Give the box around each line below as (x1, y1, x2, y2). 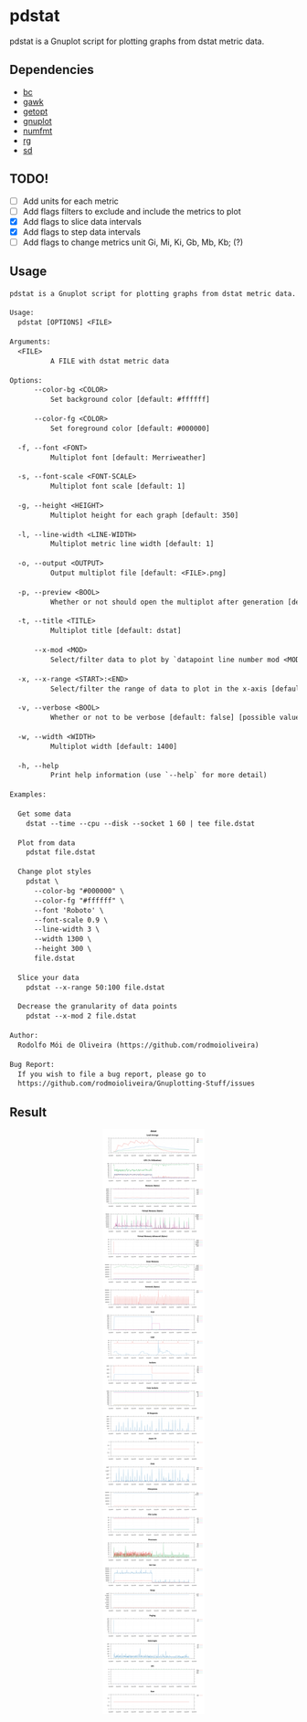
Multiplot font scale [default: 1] (49, 481, 185, 491)
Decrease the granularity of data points (17, 1002, 178, 1011)
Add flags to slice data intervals (22, 216, 142, 227)
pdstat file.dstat (26, 848, 96, 857)
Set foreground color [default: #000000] (49, 424, 210, 433)
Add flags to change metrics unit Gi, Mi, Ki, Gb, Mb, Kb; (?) (22, 237, 244, 248)
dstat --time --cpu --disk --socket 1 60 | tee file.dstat (26, 819, 256, 828)
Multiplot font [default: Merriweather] (49, 453, 206, 462)
